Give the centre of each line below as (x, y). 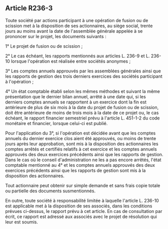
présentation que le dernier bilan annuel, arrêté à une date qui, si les (76, 96)
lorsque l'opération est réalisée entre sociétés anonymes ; (71, 61)
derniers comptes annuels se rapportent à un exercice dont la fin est (76, 102)
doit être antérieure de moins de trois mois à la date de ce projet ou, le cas (82, 112)
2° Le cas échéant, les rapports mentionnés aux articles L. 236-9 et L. (77, 56)
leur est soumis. (22, 222)
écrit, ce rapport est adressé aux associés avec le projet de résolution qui (81, 216)
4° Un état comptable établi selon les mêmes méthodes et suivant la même (83, 91)
